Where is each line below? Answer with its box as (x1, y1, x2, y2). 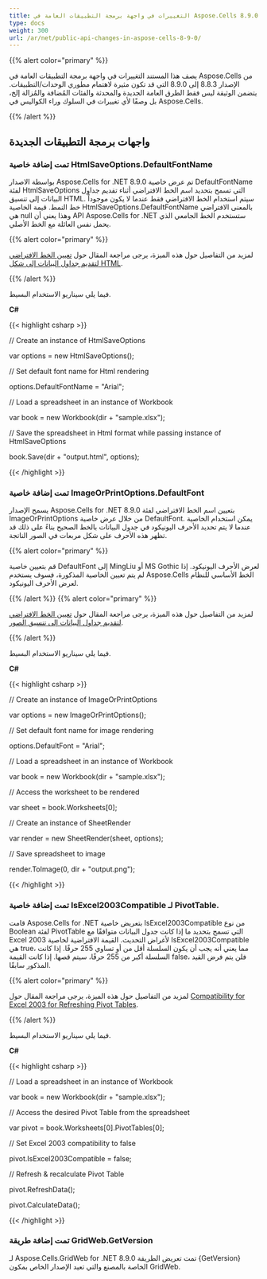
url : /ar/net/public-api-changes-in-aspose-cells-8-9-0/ (9, 33, 202, 42)
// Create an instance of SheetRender (9, 818, 131, 828)
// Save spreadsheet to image (9, 849, 106, 859)
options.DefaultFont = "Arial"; (9, 741, 106, 751)
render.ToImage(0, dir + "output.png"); (9, 864, 136, 874)
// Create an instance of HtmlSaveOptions (9, 335, 146, 345)
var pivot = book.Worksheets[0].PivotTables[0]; (9, 1123, 165, 1133)
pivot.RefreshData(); (9, 1184, 75, 1194)
